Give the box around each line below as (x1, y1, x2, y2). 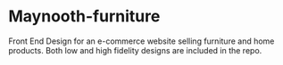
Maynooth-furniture (8, 6, 161, 27)
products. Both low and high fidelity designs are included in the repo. (8, 45, 262, 55)
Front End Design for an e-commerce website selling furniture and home (8, 36, 275, 46)
